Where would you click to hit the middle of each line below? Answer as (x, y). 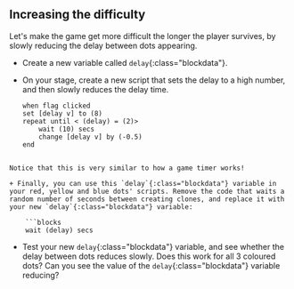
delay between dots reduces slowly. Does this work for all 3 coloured (149, 256)
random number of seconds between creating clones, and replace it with (147, 199)
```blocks (44, 222)
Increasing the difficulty (78, 15)
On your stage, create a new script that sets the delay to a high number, (154, 80)
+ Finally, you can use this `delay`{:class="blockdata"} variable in (143, 183)
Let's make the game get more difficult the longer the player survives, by (143, 36)
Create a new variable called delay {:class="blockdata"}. (125, 62)
